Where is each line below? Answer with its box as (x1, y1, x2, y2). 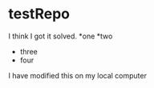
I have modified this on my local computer (8, 70, 147, 80)
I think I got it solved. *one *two (8, 31, 113, 41)
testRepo (8, 5, 71, 23)
